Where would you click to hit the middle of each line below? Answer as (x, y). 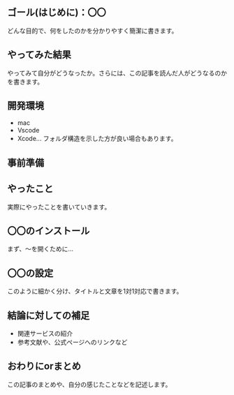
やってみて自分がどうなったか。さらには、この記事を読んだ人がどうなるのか (117, 73)
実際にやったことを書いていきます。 (59, 207)
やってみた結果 (39, 55)
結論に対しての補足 (49, 315)
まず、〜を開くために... (41, 249)
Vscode (28, 131)
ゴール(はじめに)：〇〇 (57, 13)
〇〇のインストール (49, 231)
